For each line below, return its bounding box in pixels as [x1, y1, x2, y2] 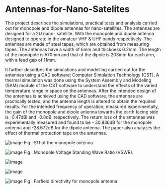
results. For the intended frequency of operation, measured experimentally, [5, 103, 159, 109]
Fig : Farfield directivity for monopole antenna [24, 178, 118, 184]
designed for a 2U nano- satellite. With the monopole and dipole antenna [5, 30, 154, 36]
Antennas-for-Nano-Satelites [5, 3, 130, 15]
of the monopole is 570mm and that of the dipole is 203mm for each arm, [5, 51, 156, 58]
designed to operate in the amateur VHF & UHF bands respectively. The [5, 36, 152, 42]
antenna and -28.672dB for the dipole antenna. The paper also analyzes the [5, 124, 161, 130]
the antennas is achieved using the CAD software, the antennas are [5, 93, 143, 99]
